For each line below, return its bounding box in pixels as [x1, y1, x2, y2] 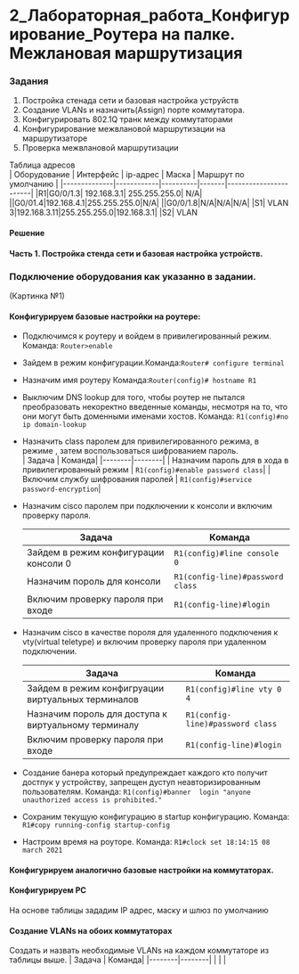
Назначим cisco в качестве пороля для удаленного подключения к [21, 627, 279, 638]
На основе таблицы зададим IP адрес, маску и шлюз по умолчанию [9, 904, 269, 915]
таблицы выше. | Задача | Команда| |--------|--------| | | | [9, 954, 227, 965]
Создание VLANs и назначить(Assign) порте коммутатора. [21, 104, 245, 116]
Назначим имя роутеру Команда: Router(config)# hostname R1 [21, 375, 257, 386]
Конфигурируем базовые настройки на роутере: [9, 311, 201, 322]
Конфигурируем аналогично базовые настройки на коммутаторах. [9, 864, 274, 875]
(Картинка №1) [9, 291, 65, 301]
